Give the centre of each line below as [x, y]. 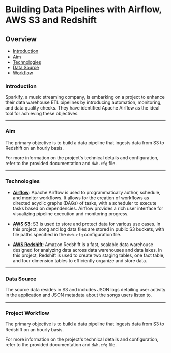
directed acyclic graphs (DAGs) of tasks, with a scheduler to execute [84, 203]
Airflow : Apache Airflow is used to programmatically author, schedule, [87, 192]
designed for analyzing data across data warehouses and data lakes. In [87, 250]
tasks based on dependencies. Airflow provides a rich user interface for [88, 208]
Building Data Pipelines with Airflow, [83, 9]
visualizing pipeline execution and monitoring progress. [70, 214]
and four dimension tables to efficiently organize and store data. [80, 260]
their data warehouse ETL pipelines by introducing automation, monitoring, [83, 102]
